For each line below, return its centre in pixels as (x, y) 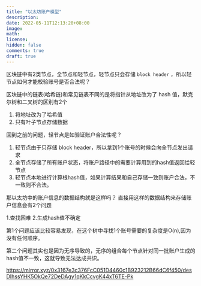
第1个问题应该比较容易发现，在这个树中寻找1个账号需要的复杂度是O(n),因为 (99, 230)
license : (17, 39)
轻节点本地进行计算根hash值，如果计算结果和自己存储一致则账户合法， (102, 177)
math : (13, 34)
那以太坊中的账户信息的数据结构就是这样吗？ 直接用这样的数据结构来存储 (96, 197)
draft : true (21, 56)
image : (14, 28)
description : (22, 17)
